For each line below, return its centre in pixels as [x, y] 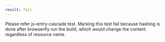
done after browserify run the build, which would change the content [76, 29]
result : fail [19, 10]
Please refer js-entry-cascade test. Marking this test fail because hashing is [83, 24]
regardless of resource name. [36, 34]
